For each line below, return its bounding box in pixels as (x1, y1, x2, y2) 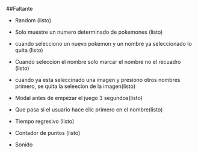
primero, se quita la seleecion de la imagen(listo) (14, 83, 136, 90)
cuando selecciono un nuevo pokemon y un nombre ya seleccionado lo (14, 40, 193, 47)
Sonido (14, 141, 33, 148)
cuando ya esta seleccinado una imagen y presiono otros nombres (14, 76, 181, 83)
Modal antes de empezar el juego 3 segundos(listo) (14, 95, 143, 101)
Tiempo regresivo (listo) (14, 117, 75, 125)
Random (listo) (14, 17, 52, 23)
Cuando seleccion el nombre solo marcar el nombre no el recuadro (14, 58, 182, 65)
